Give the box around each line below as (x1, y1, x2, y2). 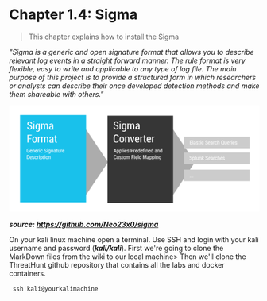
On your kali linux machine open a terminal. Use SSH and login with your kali (9, 235, 259, 245)
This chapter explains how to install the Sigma (28, 32, 180, 41)
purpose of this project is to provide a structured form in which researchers (9, 72, 257, 82)
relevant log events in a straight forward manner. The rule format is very (9, 56, 246, 65)
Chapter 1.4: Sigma (9, 6, 138, 24)
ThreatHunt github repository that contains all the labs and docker (9, 260, 225, 270)
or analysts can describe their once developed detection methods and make (9, 81, 260, 91)
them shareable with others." (9, 89, 104, 98)
